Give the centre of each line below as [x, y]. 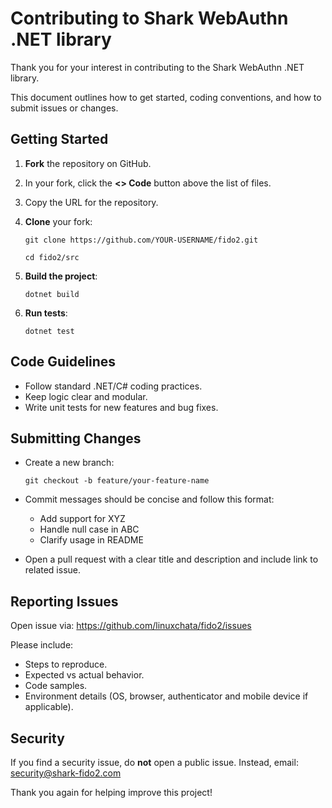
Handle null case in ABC [89, 529]
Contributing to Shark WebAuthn [149, 18]
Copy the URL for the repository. [91, 202]
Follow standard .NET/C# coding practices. [113, 386]
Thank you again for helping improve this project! [111, 792]
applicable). [49, 707]
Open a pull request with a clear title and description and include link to [171, 559]
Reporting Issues [64, 601]
